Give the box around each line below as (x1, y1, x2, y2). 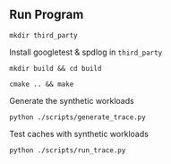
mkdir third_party (9, 30, 78, 39)
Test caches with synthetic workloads (9, 128, 150, 139)
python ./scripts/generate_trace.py (9, 112, 146, 122)
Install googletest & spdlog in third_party (9, 47, 163, 57)
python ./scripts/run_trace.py (9, 145, 126, 155)
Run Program (9, 7, 84, 22)
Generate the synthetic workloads (9, 95, 134, 106)
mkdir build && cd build (9, 64, 102, 73)
